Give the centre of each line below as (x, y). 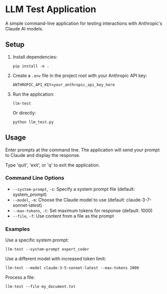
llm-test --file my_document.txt (40, 287)
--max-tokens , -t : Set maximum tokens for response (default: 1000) (82, 211)
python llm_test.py (33, 122)
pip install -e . (31, 66)
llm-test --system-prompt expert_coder (47, 249)
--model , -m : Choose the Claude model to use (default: (69, 200)
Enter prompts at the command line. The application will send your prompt (82, 150)
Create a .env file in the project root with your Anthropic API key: (80, 75)
